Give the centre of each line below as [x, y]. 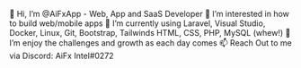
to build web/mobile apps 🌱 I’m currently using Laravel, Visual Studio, [137, 23]
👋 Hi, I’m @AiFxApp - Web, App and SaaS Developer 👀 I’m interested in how [150, 14]
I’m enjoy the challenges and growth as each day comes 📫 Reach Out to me [150, 43]
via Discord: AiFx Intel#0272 [62, 55]
